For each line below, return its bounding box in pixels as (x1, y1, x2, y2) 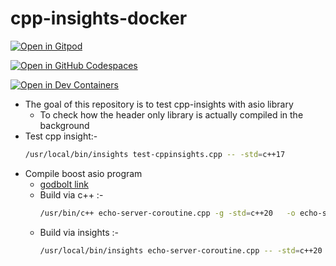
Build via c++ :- (39, 188, 104, 201)
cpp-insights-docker (10, 7, 188, 30)
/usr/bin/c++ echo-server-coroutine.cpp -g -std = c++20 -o (39, 208, 296, 218)
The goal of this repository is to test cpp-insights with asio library (24, 98, 294, 110)
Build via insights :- (39, 226, 119, 238)
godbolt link (39, 178, 89, 190)
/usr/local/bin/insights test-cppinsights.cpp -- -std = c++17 (24, 149, 286, 159)
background (39, 119, 90, 131)
